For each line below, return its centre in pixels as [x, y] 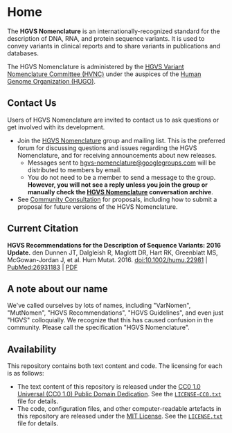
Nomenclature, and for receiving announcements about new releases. [117, 155]
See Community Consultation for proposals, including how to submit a [117, 199]
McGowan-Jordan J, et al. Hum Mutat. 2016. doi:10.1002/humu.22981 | [107, 259]
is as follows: [26, 374]
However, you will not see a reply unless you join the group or [117, 185]
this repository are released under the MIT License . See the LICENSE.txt [120, 416]
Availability [32, 349]
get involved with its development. [56, 127]
